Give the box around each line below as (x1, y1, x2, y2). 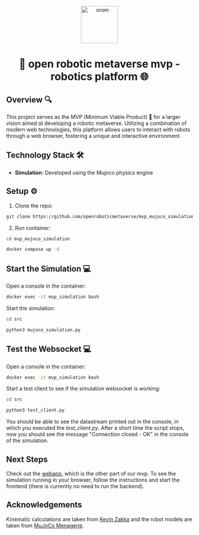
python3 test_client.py (6, 407, 65, 413)
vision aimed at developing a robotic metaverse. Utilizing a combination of (6, 119, 187, 127)
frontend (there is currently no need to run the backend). (6, 482, 145, 490)
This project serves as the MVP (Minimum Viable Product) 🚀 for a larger (6, 114, 181, 120)
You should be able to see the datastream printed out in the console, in (6, 418, 179, 425)
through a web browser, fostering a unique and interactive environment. (6, 133, 181, 139)
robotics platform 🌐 (50, 70, 149, 83)
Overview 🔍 (6, 95, 52, 105)
